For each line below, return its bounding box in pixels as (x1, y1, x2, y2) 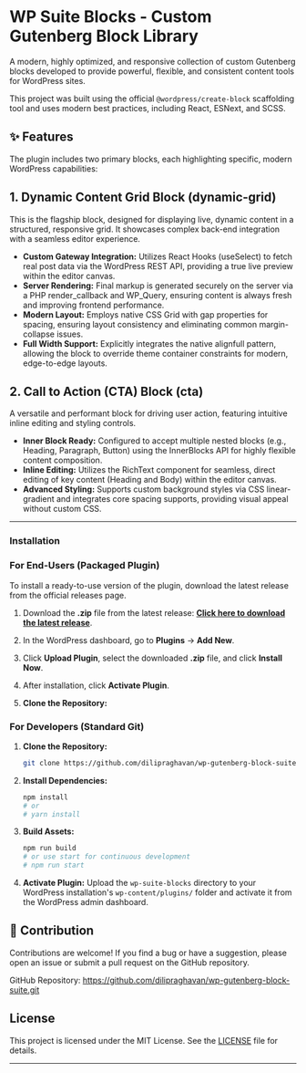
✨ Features (9, 130, 74, 145)
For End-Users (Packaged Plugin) (9, 559, 160, 572)
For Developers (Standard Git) (9, 720, 145, 733)
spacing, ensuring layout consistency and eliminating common (22, 318, 258, 329)
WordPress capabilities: (9, 162, 98, 174)
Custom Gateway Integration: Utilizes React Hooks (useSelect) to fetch (22, 251, 293, 262)
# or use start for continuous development (22, 852, 191, 861)
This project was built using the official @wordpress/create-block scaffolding (9, 93, 295, 104)
